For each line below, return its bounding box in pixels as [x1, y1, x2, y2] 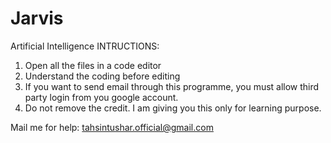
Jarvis [10, 7, 64, 30]
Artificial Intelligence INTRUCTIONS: [10, 40, 160, 52]
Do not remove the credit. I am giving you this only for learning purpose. [24, 102, 322, 114]
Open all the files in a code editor [24, 59, 162, 71]
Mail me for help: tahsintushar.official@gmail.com [10, 121, 214, 133]
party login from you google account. [24, 91, 179, 103]
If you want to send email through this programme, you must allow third [24, 80, 320, 92]
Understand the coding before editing [24, 70, 181, 82]
